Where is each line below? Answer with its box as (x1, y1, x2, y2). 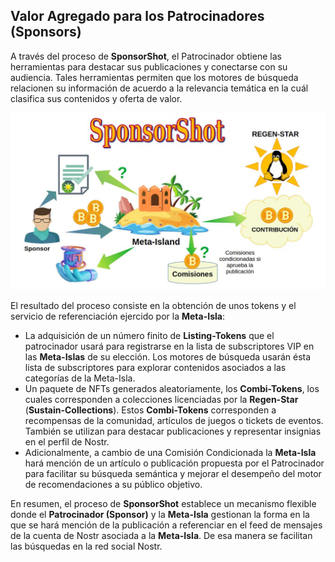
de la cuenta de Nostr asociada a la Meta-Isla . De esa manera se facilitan (10, 529, 313, 541)
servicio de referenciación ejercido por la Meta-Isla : (10, 310, 225, 322)
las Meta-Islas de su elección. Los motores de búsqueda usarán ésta (24, 350, 312, 363)
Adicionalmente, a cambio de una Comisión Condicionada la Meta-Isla (24, 446, 317, 458)
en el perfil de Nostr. (24, 435, 110, 448)
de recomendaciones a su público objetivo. (24, 478, 203, 490)
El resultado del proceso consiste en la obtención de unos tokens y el (10, 299, 297, 311)
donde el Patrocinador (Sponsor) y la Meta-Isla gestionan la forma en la (10, 508, 310, 520)
